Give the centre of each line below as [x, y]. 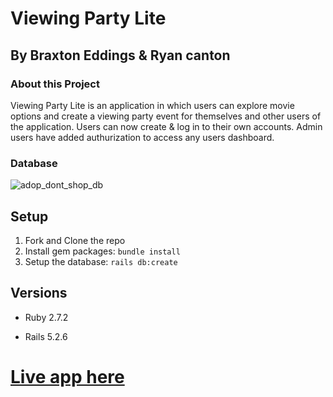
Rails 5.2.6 [46, 336]
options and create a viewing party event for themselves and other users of [166, 116]
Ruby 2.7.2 [46, 317]
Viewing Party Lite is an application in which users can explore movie [152, 105]
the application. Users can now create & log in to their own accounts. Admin [166, 126]
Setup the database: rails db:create [101, 261]
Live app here [67, 376]
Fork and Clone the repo [75, 240]
